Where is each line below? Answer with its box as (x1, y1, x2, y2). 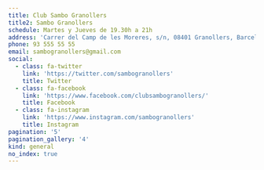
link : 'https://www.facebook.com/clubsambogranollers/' (22, 92, 210, 99)
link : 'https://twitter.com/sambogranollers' (22, 70, 174, 78)
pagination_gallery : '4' (8, 135, 90, 143)
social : (8, 56, 34, 63)
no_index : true (8, 150, 58, 157)
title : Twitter (22, 77, 72, 85)
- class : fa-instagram (15, 107, 90, 114)
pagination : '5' (8, 128, 61, 136)
